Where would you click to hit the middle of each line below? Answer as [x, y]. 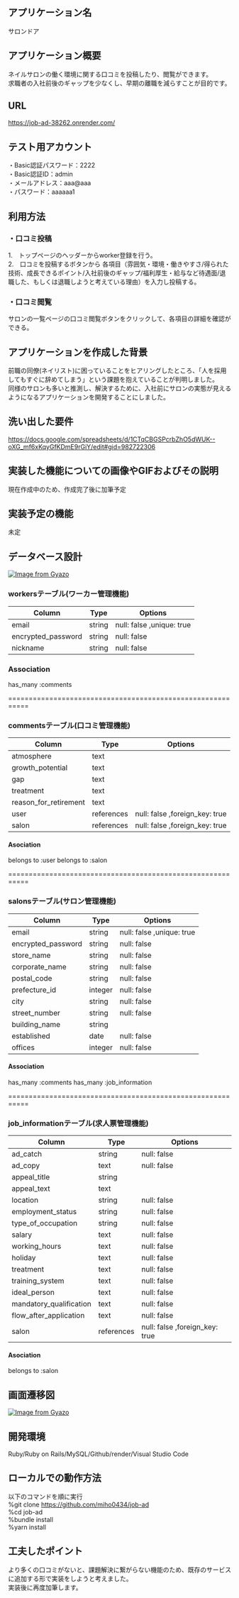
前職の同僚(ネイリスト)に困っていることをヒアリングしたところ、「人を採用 [117, 370]
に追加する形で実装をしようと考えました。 [70, 1578]
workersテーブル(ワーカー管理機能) [69, 594]
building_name [36, 1024]
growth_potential [40, 768]
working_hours [37, 1246]
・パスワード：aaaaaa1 [41, 192]
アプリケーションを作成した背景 [78, 352]
